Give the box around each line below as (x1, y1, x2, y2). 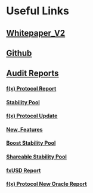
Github (6, 48, 32, 58)
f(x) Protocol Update (6, 112, 58, 120)
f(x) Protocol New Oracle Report (6, 180, 88, 188)
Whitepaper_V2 (6, 28, 66, 38)
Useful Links (6, 4, 70, 18)
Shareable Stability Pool (6, 153, 67, 160)
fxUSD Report (6, 167, 41, 174)
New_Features (6, 126, 43, 133)
